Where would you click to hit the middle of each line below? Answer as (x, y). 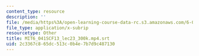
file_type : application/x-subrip (47, 28)
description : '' (26, 17)
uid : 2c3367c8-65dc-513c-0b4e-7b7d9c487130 (61, 44)
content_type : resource (36, 11)
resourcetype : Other (32, 33)
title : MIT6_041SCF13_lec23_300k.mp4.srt (58, 38)
